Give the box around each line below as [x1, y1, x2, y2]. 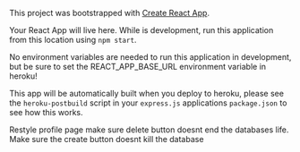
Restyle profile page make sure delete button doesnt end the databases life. [9, 124, 289, 135]
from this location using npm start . [9, 35, 137, 45]
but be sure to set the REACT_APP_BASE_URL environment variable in [9, 62, 267, 72]
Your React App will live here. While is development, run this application [9, 25, 274, 35]
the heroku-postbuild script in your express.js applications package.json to [9, 97, 287, 108]
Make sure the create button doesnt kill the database [9, 134, 204, 144]
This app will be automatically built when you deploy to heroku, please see [9, 89, 285, 98]
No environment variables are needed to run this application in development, [9, 52, 292, 62]
